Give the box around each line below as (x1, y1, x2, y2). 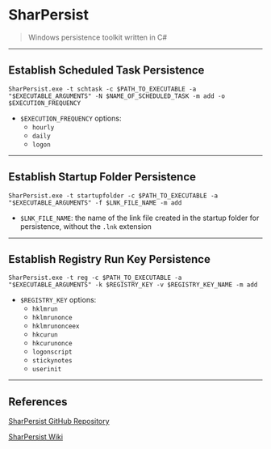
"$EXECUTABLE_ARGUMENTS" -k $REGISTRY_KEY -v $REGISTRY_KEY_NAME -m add (8, 281, 258, 289)
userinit (31, 366, 62, 374)
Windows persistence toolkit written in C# (27, 32, 168, 42)
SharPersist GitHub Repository (8, 417, 110, 426)
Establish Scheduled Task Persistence (8, 63, 205, 78)
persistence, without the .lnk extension (19, 221, 152, 231)
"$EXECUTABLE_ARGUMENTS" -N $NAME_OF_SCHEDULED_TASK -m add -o (8, 91, 226, 100)
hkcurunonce (31, 340, 73, 348)
